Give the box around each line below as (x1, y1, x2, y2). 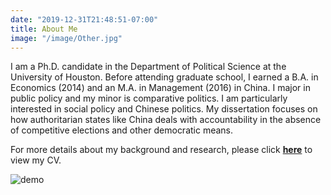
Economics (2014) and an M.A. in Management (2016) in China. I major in (10, 82, 311, 94)
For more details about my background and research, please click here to (10, 144, 313, 156)
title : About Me (10, 24, 78, 34)
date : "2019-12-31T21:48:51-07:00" (10, 14, 159, 25)
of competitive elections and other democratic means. (10, 124, 234, 136)
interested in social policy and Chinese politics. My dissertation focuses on (10, 103, 318, 115)
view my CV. (10, 154, 62, 166)
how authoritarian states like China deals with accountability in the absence (10, 114, 322, 126)
